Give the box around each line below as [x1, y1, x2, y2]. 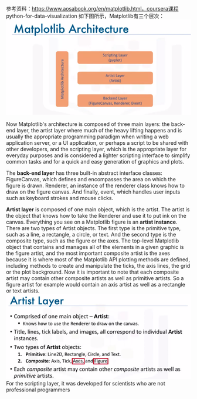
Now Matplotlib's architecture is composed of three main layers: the [6, 120, 170, 128]
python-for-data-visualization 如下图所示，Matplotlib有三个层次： [6, 12, 165, 19]
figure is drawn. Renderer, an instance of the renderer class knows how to [6, 182, 185, 189]
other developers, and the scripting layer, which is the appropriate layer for [6, 145, 186, 152]
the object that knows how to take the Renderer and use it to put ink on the [6, 212, 186, 219]
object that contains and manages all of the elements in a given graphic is [6, 243, 184, 250]
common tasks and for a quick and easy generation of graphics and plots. [6, 158, 185, 165]
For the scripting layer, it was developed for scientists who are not [6, 380, 165, 387]
